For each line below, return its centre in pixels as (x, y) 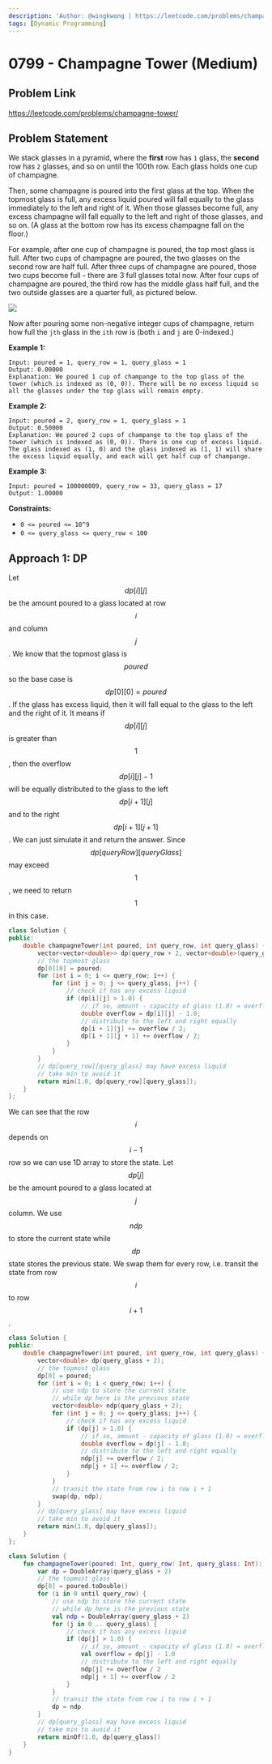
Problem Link (42, 94)
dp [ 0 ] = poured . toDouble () (83, 1586)
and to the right (34, 815)
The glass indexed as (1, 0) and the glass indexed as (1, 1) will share (136, 450)
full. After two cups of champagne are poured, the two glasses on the (124, 258)
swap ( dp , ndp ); (77, 1496)
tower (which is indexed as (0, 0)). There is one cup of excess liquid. (136, 443)
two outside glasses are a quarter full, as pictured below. (103, 293)
